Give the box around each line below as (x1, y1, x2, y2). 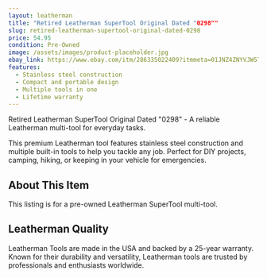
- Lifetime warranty (15, 93, 83, 101)
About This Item (8, 178, 90, 191)
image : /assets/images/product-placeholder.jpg (8, 48, 169, 56)
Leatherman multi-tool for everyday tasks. (8, 123, 146, 133)
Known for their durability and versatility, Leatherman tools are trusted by (8, 252, 248, 261)
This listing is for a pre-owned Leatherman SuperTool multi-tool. (8, 199, 219, 209)
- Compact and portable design (15, 78, 119, 86)
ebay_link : (8, 56, 44, 64)
